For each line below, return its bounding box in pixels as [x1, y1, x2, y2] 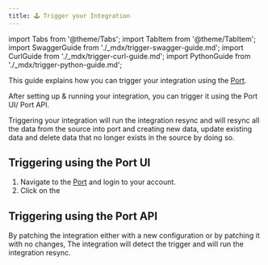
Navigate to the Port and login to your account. [19, 177, 176, 187]
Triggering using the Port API [8, 209, 158, 223]
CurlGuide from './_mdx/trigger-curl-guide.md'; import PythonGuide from [8, 51, 252, 61]
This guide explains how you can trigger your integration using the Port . [8, 75, 247, 85]
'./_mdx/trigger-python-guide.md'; [8, 60, 123, 69]
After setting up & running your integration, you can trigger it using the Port [8, 90, 258, 101]
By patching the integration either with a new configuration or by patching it [8, 231, 260, 241]
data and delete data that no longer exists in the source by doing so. [8, 132, 235, 142]
